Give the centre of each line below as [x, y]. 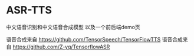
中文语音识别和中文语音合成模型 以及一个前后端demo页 [73, 27]
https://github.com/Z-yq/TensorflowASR [61, 47]
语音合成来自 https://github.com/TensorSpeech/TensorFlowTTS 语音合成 [94, 39]
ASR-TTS [29, 10]
